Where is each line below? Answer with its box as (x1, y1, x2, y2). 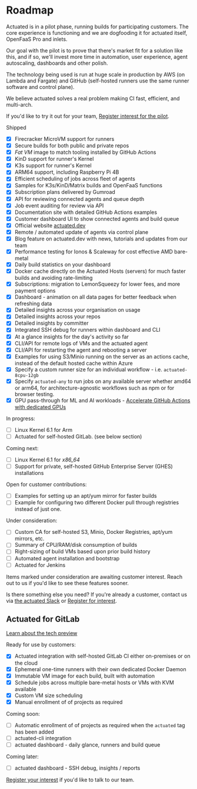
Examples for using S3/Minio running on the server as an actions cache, (14, 353, 189, 360)
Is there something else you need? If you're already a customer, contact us (6, 590, 187, 598)
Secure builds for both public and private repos (14, 142, 129, 149)
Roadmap (6, 4, 54, 17)
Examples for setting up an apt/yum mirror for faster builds (14, 493, 157, 500)
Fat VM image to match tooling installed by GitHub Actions (14, 148, 156, 156)
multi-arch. (6, 101, 33, 108)
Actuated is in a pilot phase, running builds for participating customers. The (6, 23, 189, 30)
